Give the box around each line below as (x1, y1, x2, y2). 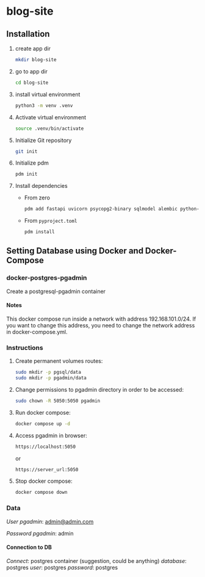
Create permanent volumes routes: (15, 357, 103, 365)
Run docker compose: (15, 409, 71, 416)
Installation (6, 29, 50, 39)
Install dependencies (15, 182, 68, 190)
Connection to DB (6, 543, 52, 551)
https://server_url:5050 (15, 466, 79, 472)
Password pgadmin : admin (6, 529, 74, 537)
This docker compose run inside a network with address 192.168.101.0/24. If (6, 315, 196, 322)
